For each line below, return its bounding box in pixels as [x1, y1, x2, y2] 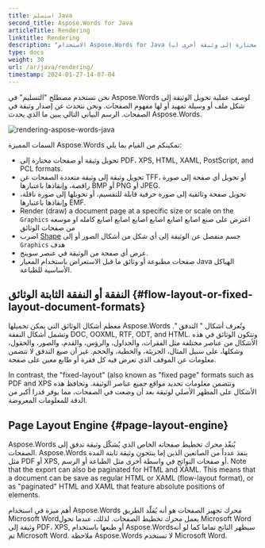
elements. [8, 490, 41, 500]
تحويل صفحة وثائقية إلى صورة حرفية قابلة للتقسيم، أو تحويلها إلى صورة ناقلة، [19, 189, 247, 198]
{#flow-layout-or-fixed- [132, 288, 253, 301]
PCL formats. [19, 163, 63, 173]
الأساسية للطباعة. [19, 265, 72, 274]
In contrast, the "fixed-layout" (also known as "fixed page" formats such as [8, 370, 254, 380]
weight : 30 [8, 56, 44, 64]
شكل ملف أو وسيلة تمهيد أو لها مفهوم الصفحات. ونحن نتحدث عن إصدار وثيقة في [8, 101, 245, 110]
